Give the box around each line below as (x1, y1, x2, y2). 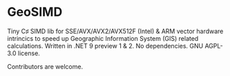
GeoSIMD (7, 4, 63, 20)
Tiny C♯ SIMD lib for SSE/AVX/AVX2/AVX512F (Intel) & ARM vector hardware (7, 27, 224, 35)
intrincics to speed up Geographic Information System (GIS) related (7, 34, 199, 42)
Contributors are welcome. (7, 62, 84, 70)
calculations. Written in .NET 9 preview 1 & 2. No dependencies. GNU (7, 41, 204, 50)
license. (17, 49, 40, 57)
